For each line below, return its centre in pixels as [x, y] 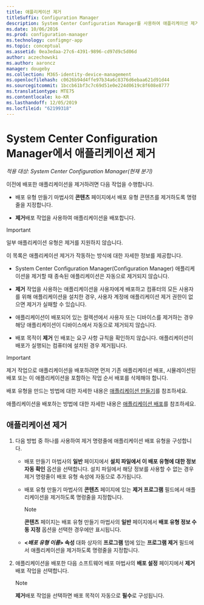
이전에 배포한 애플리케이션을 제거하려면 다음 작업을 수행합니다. [80, 184]
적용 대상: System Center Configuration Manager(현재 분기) [80, 171]
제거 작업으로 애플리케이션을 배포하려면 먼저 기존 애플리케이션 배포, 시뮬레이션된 [101, 370]
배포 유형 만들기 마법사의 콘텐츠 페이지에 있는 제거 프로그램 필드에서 [104, 490]
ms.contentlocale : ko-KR [38, 97]
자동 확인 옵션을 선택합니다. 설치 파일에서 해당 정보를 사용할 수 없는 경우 [109, 469]
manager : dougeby [28, 69]
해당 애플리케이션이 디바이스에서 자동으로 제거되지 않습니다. [86, 325]
